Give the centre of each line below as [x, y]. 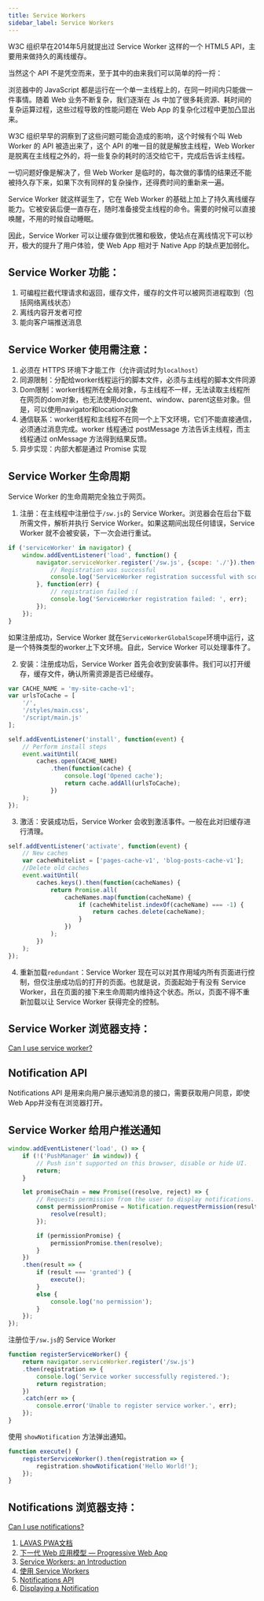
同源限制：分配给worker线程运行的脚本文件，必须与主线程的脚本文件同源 [137, 380]
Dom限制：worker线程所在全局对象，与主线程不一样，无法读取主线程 [131, 390]
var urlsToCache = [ [42, 696]
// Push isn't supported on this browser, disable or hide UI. [142, 1163]
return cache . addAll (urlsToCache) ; [122, 784]
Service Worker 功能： [64, 272]
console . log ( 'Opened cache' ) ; [114, 776]
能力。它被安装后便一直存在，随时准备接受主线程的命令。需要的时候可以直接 [132, 209]
